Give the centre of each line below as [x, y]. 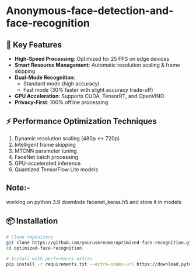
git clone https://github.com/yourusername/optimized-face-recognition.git [100, 243]
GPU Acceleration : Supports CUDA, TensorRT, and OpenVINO [89, 96]
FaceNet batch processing [46, 157]
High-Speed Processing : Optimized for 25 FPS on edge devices [92, 59]
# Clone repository [30, 237]
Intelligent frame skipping [45, 144]
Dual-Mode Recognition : [45, 77]
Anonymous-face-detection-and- [90, 11]
